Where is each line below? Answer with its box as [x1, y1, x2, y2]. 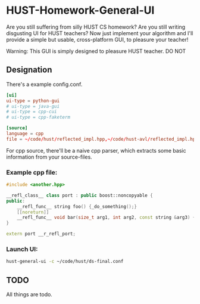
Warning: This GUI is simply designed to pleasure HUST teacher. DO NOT [6, 47, 186, 54]
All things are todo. [6, 291, 52, 298]
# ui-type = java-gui [6, 103, 60, 109]
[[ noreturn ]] [17, 209, 49, 215]
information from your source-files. [6, 153, 92, 160]
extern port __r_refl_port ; [6, 231, 76, 237]
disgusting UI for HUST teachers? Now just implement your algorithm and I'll [6, 29, 193, 36]
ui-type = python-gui [6, 98, 60, 104]
